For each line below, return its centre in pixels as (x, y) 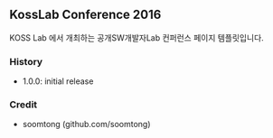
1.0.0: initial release (58, 81)
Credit (24, 105)
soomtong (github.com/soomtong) (86, 124)
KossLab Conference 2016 (85, 15)
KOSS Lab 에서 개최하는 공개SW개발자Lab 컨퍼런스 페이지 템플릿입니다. (136, 37)
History (26, 61)
